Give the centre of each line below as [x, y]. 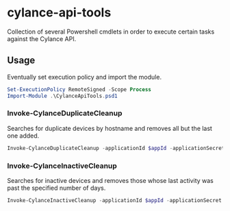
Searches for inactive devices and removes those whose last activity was [111, 180]
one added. [23, 136]
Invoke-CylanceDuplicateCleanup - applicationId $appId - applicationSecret [116, 148]
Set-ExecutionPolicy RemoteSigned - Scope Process [79, 89]
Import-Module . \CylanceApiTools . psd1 [62, 96]
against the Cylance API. [42, 38]
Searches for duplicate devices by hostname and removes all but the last [110, 128]
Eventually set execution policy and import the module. [85, 77]
